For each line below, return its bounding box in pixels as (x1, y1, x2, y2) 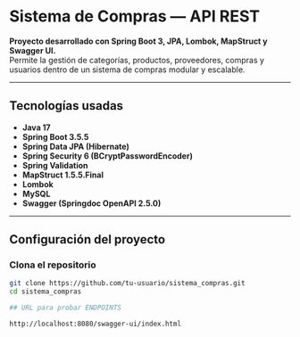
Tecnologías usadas (9, 98, 123, 113)
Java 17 (21, 122, 51, 133)
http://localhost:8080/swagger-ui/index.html (9, 319, 181, 329)
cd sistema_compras (9, 287, 82, 296)
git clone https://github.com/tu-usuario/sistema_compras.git (9, 279, 246, 288)
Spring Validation (21, 160, 88, 170)
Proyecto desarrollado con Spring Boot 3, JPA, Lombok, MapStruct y (9, 36, 268, 46)
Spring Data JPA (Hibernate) (21, 141, 129, 152)
